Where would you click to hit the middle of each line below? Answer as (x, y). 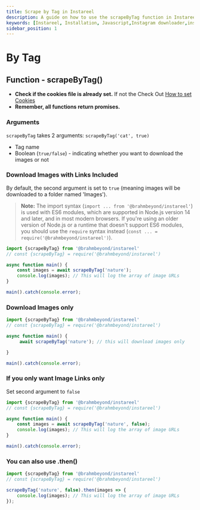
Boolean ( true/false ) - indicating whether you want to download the (99, 153)
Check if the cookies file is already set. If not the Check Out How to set (103, 94)
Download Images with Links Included (62, 175)
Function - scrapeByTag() (54, 80)
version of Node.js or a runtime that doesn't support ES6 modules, (102, 225)
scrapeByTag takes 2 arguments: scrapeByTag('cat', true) (78, 135)
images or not (32, 159)
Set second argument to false (43, 391)
